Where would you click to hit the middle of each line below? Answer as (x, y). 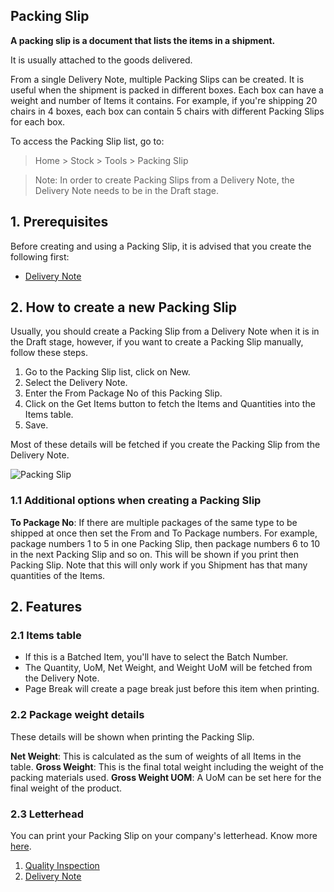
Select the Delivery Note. (76, 383)
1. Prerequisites (59, 222)
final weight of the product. (66, 788)
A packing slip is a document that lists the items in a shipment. (143, 40)
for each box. (38, 121)
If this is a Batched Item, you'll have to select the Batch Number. (156, 657)
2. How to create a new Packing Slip (124, 307)
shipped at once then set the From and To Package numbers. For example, (164, 533)
